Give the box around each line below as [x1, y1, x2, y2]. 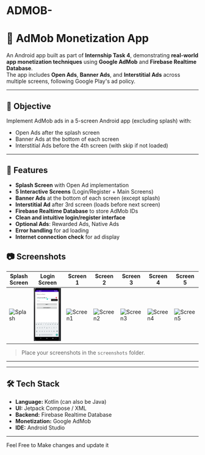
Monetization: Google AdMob [15, 417, 92, 425]
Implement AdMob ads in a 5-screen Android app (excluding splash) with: [6, 117, 192, 124]
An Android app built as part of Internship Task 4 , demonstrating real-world [6, 52, 199, 59]
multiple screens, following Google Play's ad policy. [6, 77, 136, 85]
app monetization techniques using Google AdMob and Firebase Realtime [6, 58, 197, 66]
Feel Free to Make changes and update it [6, 441, 109, 448]
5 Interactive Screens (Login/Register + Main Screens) [15, 188, 154, 195]
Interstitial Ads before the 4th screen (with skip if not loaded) [15, 141, 169, 149]
